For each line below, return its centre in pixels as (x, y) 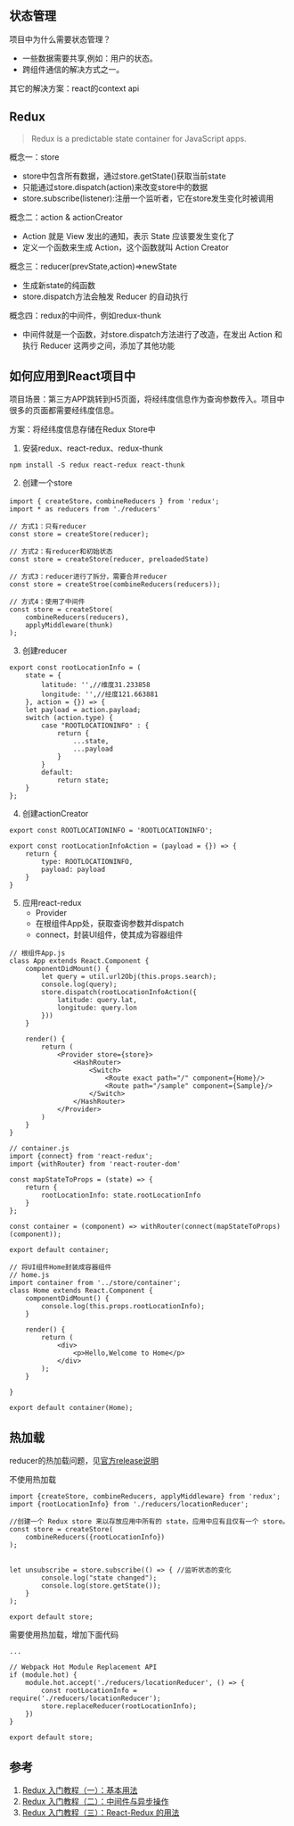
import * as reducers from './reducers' (86, 510)
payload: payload (73, 870)
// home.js (29, 1275)
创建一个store (47, 483)
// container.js (39, 1149)
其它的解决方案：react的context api (74, 88)
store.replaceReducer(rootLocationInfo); (119, 1706)
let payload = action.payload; (83, 710)
